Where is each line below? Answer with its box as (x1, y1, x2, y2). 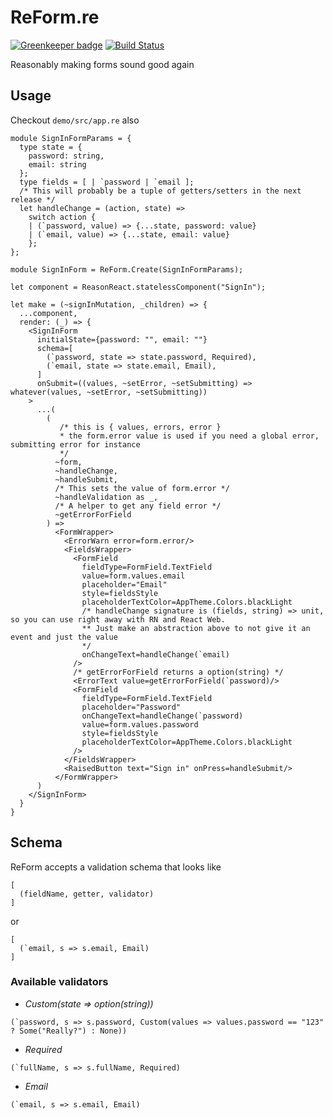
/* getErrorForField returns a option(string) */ (73, 667, 284, 677)
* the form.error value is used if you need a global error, (59, 431, 320, 441)
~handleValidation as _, (54, 492, 159, 502)
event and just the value (10, 632, 118, 642)
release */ (10, 194, 56, 205)
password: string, (28, 151, 105, 161)
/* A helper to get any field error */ (54, 501, 222, 511)
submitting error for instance (10, 439, 141, 450)
